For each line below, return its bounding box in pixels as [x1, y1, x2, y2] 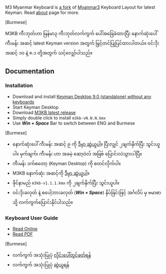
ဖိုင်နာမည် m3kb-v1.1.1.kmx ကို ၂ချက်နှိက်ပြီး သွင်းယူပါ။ [12, 179, 120, 185]
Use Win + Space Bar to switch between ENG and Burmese [12, 120, 136, 126]
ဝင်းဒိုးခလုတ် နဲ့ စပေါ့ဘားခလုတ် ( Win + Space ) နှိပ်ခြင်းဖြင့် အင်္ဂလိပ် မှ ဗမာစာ [12, 189, 162, 195]
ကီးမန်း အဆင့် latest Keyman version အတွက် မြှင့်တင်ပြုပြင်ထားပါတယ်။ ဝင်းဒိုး [5, 40, 160, 46]
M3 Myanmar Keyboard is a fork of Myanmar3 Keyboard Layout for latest [5, 4, 156, 10]
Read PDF [12, 231, 33, 237]
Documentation [5, 67, 55, 75]
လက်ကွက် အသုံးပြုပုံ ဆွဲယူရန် [12, 261, 70, 267]
